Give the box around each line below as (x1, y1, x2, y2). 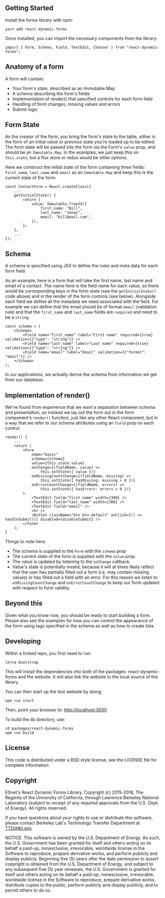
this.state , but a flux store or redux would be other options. (5, 155, 128, 161)
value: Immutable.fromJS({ (31, 202, 87, 207)
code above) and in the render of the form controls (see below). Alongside (5, 294, 156, 299)
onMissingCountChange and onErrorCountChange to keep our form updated (12, 580, 160, 586)
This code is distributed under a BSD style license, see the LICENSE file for (5, 757, 157, 763)
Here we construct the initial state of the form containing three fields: (5, 164, 145, 170)
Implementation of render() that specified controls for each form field (12, 96, 153, 102)
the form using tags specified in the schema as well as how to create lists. (5, 623, 155, 629)
